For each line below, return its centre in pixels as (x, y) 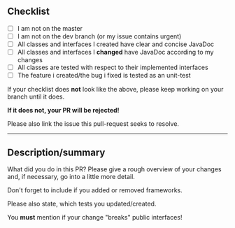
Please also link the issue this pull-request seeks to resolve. (93, 124)
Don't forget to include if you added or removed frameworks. (95, 190)
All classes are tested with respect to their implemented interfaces (113, 67)
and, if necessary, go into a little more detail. (71, 177)
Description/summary (56, 152)
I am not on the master (50, 28)
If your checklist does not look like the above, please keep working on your (115, 90)
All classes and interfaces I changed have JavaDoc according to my (115, 52)
